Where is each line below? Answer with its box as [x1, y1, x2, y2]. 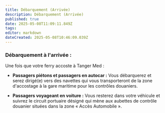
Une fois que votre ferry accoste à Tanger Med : [5, 63, 104, 69]
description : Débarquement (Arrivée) [5, 12, 84, 17]
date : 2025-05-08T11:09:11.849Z [5, 21, 72, 26]
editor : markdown [5, 30, 41, 35]
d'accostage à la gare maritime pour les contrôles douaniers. [12, 83, 138, 89]
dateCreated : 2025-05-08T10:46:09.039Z [5, 35, 88, 40]
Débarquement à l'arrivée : [5, 51, 71, 58]
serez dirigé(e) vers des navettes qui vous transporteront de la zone [12, 78, 152, 84]
